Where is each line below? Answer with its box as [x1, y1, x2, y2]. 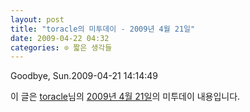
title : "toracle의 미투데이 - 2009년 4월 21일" [10, 24, 196, 34]
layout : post [10, 14, 65, 25]
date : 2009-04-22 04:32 [10, 33, 110, 43]
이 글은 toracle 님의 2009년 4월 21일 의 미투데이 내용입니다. [10, 91, 241, 103]
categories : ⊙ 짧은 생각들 [10, 42, 113, 53]
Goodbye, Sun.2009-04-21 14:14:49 [10, 70, 159, 82]
